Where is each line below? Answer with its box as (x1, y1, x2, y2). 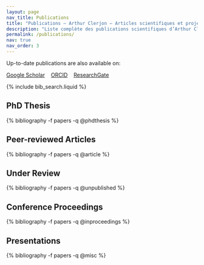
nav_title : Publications (6, 15, 69, 21)
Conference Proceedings (6, 202, 103, 212)
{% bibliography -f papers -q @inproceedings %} (6, 218, 131, 225)
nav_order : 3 (6, 43, 39, 49)
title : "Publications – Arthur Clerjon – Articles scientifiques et (6, 20, 183, 26)
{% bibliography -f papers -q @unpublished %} (6, 184, 126, 191)
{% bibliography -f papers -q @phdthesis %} (6, 117, 119, 124)
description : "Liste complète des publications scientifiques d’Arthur (6, 26, 191, 32)
